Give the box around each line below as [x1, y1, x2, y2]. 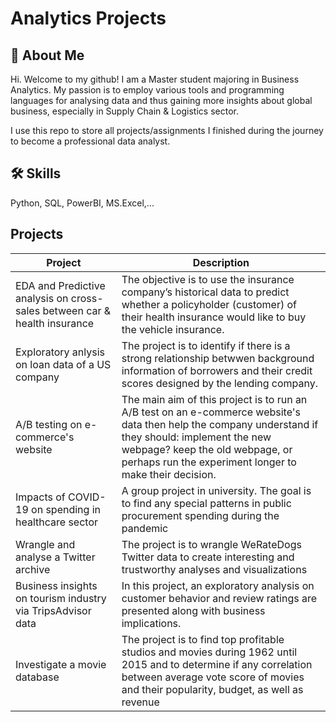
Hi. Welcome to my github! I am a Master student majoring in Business [10, 73, 300, 85]
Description [192, 255, 250, 269]
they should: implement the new [121, 430, 272, 444]
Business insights [15, 578, 98, 592]
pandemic [121, 521, 169, 535]
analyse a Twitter [15, 550, 96, 564]
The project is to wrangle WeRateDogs [121, 537, 302, 551]
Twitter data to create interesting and [121, 550, 295, 564]
